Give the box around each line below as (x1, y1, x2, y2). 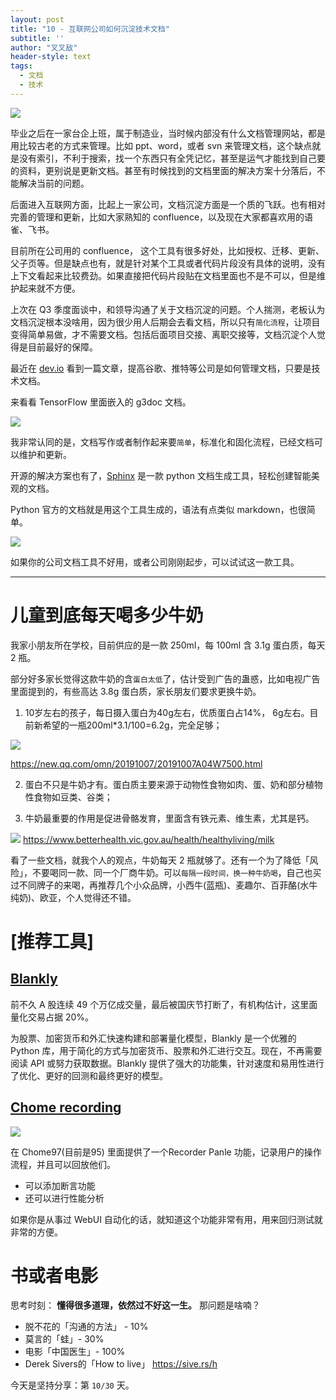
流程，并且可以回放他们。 (10, 1158, 116, 1170)
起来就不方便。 (18, 282, 81, 294)
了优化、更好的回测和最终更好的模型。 (10, 1069, 168, 1081)
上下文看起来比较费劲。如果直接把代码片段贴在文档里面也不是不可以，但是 (10, 269, 317, 281)
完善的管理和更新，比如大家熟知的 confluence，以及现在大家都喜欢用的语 (10, 211, 314, 223)
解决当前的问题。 (18, 177, 90, 189)
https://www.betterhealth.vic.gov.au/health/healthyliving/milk (22, 833, 275, 845)
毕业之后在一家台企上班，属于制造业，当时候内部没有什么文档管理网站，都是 (10, 127, 326, 139)
